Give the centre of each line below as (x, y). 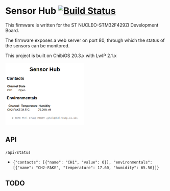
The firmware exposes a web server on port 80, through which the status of (85, 40)
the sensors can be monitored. (38, 45)
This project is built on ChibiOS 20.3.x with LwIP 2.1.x (61, 56)
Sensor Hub (31, 11)
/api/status (18, 152)
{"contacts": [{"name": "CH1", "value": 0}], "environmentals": (82, 162)
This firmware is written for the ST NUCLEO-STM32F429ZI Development (82, 25)
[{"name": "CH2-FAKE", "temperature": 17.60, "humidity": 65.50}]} (86, 168)
